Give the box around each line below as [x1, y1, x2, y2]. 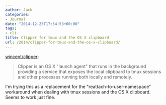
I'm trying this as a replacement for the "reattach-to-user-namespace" [5, 83, 151, 89]
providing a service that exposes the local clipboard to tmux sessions [17, 68, 161, 74]
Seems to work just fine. [5, 94, 55, 100]
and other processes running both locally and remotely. [17, 73, 132, 80]
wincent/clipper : [5, 53, 39, 59]
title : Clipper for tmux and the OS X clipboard [5, 35, 109, 40]
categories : [5, 12, 30, 17]
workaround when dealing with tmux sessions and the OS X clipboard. [5, 88, 151, 95]
